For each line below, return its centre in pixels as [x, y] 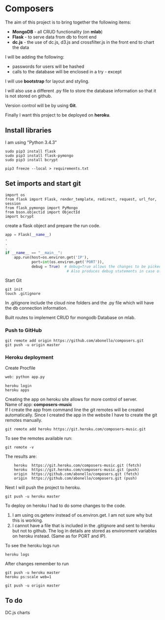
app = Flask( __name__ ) [28, 235]
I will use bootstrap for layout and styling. [47, 81]
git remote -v [20, 447]
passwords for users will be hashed [48, 66]
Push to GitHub [24, 330]
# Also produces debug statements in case [110, 271]
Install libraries [28, 131]
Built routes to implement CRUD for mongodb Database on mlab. [70, 318]
